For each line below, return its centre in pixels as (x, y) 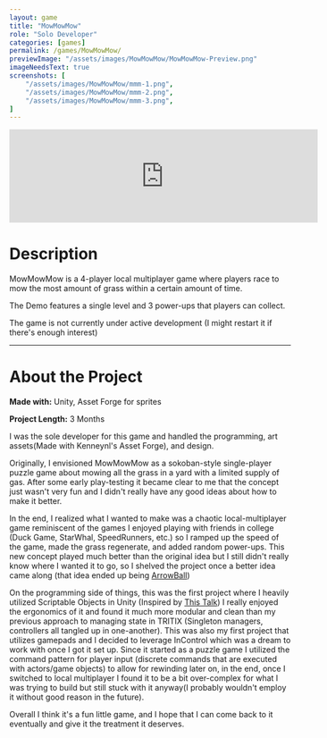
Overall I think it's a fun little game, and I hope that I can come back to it (141, 715)
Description (54, 254)
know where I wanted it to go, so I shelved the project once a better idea (143, 566)
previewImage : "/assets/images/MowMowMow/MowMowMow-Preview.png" (133, 59)
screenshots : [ (38, 76)
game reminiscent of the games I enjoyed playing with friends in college (142, 528)
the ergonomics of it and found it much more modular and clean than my (143, 612)
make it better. (36, 501)
